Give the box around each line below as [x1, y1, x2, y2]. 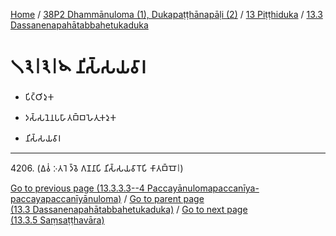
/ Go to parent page [123, 192, 205, 204]
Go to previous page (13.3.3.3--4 [10, 182, 145, 194]
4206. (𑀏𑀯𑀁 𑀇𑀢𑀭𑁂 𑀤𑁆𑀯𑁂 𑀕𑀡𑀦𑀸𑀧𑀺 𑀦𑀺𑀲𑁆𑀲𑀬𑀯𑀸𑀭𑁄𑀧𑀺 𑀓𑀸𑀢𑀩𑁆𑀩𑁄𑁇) [10, 162, 184, 174]
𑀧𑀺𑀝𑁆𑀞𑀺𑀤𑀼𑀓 [24, 90, 55, 103]
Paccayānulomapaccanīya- [146, 182, 260, 194]
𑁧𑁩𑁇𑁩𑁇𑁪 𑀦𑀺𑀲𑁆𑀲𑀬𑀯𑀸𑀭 [10, 56, 147, 79]
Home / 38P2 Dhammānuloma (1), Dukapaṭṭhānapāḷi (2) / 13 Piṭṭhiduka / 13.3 [10, 9, 323, 20]
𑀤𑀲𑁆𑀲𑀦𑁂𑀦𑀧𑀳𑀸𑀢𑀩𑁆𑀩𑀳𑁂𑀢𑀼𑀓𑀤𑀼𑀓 [24, 111, 117, 123]
